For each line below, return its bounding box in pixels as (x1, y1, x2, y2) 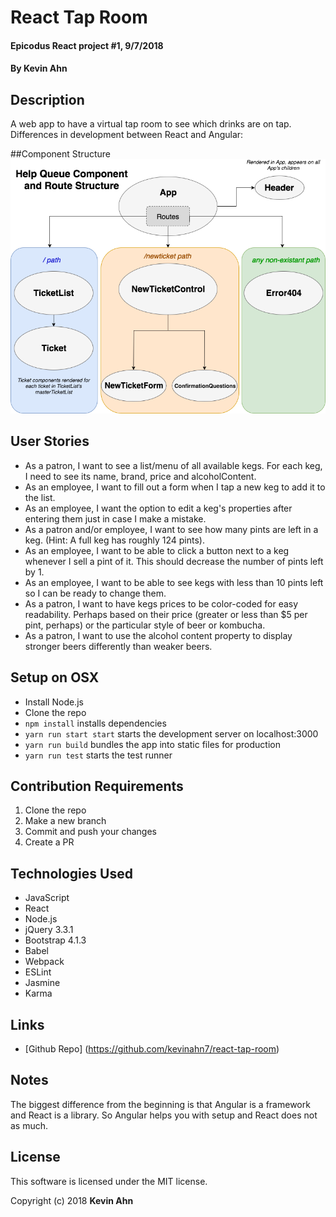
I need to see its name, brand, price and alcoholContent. (24, 470, 257, 482)
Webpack (24, 956, 65, 968)
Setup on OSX (10, 669, 100, 686)
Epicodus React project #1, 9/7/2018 (10, 39, 164, 51)
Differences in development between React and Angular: (10, 129, 244, 141)
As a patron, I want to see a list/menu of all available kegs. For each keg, (24, 459, 323, 471)
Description (10, 91, 85, 108)
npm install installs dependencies (24, 717, 167, 729)
